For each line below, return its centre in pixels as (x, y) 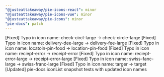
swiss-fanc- (141, 59)
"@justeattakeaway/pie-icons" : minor (44, 19)
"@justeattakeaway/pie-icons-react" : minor (51, 10)
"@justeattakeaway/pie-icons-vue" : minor (49, 14)
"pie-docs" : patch (24, 24)
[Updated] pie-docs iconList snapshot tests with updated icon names (76, 70)
